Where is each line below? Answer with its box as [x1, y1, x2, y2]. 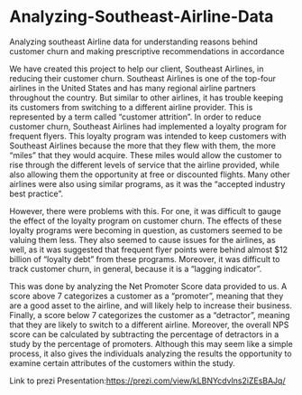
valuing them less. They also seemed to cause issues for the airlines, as [9, 234, 277, 245]
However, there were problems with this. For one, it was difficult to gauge [9, 205, 281, 216]
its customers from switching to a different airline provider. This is [9, 101, 253, 112]
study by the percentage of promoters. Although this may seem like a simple [9, 338, 293, 349]
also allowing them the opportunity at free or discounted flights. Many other [9, 169, 290, 180]
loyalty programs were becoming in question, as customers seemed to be [9, 224, 283, 236]
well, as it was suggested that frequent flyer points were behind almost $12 [9, 244, 288, 255]
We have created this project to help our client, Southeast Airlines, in [9, 63, 264, 74]
